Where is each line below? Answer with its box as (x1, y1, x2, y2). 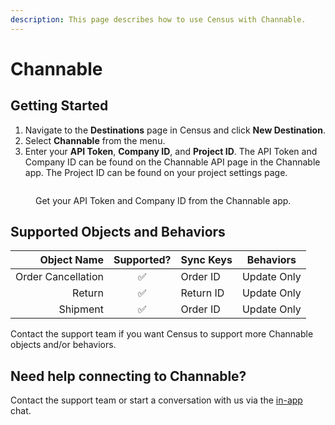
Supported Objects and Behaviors (10, 224, 226, 241)
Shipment (58, 302, 104, 316)
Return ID (180, 286, 225, 300)
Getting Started (10, 97, 109, 115)
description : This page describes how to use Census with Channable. (10, 14, 307, 25)
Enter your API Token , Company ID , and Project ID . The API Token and (24, 145, 318, 157)
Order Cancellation (15, 270, 104, 284)
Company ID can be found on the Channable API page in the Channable (24, 156, 321, 168)
